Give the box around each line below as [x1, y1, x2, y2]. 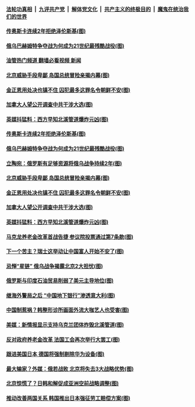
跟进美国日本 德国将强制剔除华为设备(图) [6, 351, 105, 358]
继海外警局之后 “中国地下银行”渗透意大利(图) [6, 291, 115, 299]
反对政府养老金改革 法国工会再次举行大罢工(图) [6, 336, 120, 343]
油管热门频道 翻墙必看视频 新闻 [6, 57, 82, 64]
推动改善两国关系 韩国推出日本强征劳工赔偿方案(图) [6, 395, 131, 402]
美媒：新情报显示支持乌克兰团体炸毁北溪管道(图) [6, 321, 124, 329]
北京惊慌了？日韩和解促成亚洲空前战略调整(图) [6, 380, 119, 387]
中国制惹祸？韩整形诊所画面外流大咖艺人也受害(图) [6, 306, 129, 314]
